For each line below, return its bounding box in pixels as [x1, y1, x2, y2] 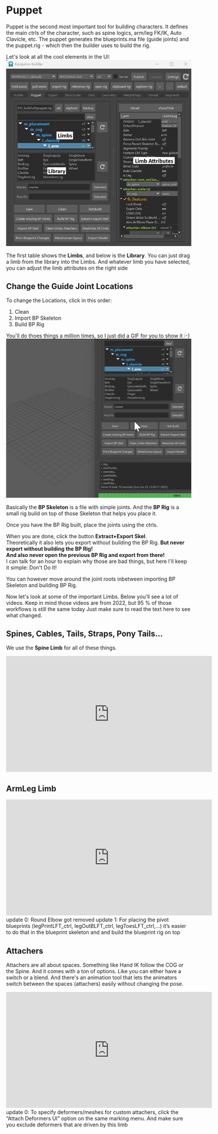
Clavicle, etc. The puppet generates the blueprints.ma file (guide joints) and [6, 35, 189, 42]
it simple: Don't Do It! [6, 563, 57, 571]
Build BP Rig [14, 321, 45, 328]
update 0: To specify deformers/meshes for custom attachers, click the [6, 1109, 179, 1116]
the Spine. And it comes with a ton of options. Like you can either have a [6, 968, 182, 974]
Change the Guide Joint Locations [6, 281, 133, 291]
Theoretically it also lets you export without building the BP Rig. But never [6, 539, 185, 546]
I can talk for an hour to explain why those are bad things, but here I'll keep [6, 558, 187, 565]
